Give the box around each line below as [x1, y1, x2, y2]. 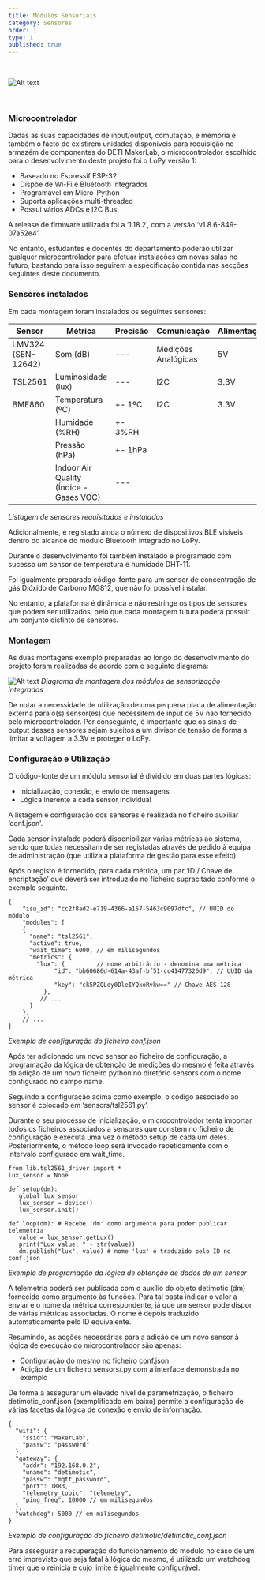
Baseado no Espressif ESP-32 [19, 171, 117, 181]
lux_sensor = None [8, 1172, 69, 1180]
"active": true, [28, 940, 83, 948]
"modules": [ [22, 919, 65, 927]
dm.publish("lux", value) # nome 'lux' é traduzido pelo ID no [18, 1248, 231, 1255]
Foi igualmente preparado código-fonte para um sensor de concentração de [8, 574, 256, 584]
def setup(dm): [8, 1185, 58, 1193]
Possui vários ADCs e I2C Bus [19, 205, 118, 214]
